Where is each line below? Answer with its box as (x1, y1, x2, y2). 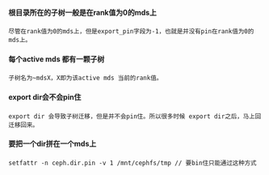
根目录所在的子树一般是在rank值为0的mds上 (8, 7, 158, 17)
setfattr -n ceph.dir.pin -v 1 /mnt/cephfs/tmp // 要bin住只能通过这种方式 (8, 159, 257, 167)
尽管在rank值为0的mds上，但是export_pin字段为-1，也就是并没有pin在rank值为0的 (8, 28, 254, 36)
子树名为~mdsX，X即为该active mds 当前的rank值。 (8, 74, 163, 83)
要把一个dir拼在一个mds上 (8, 139, 97, 149)
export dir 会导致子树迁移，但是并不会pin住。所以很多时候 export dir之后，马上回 (8, 112, 262, 121)
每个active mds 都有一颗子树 (8, 53, 105, 64)
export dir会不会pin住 (8, 92, 82, 101)
